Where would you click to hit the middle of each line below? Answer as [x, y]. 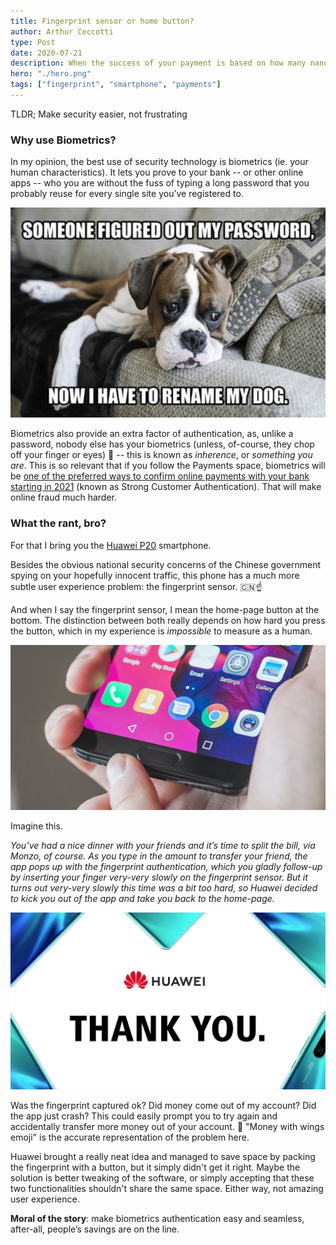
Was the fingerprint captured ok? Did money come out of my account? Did [163, 1106]
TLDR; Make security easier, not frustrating [99, 114]
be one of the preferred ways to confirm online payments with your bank [160, 476]
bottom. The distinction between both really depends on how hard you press [168, 620]
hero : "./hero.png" [51, 74]
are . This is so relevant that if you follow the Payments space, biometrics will [168, 466]
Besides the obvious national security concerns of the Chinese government [166, 564]
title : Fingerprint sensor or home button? [102, 21]
